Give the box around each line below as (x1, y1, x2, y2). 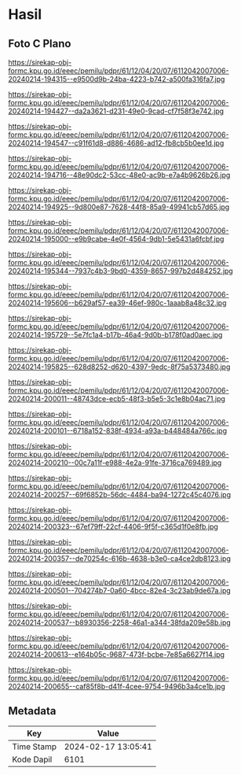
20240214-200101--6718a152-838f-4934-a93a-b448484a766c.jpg (8, 426, 228, 435)
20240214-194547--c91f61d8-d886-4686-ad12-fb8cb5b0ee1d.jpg (8, 138, 225, 147)
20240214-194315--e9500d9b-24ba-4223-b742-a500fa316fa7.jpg (8, 75, 225, 83)
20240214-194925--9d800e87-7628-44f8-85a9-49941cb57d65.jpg (8, 202, 230, 212)
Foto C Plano (8, 37, 71, 50)
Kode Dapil (12, 754, 53, 765)
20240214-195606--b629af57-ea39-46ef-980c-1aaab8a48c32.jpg (8, 298, 227, 308)
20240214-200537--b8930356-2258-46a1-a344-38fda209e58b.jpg (8, 618, 232, 627)
